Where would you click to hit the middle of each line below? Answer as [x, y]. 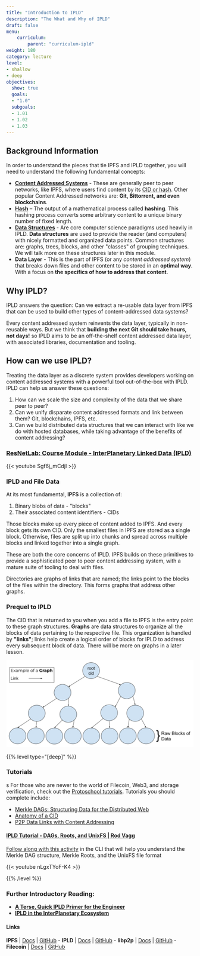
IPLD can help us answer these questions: [57, 388]
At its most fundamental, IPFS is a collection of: [64, 494]
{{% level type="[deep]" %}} [41, 757]
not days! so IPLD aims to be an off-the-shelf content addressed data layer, [99, 336]
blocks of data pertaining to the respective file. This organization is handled [99, 632]
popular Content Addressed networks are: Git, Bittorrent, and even [97, 196]
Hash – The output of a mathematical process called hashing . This [96, 208]
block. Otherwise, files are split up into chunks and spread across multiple [97, 537]
